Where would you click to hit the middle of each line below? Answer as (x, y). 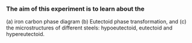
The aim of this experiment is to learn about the (75, 9)
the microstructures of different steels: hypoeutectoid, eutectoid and (90, 28)
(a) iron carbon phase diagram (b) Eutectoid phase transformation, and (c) (96, 22)
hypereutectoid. (25, 34)
